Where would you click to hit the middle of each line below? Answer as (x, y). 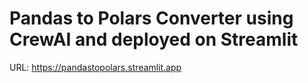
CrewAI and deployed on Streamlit (154, 39)
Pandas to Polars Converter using (151, 18)
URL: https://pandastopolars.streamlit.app (95, 67)
